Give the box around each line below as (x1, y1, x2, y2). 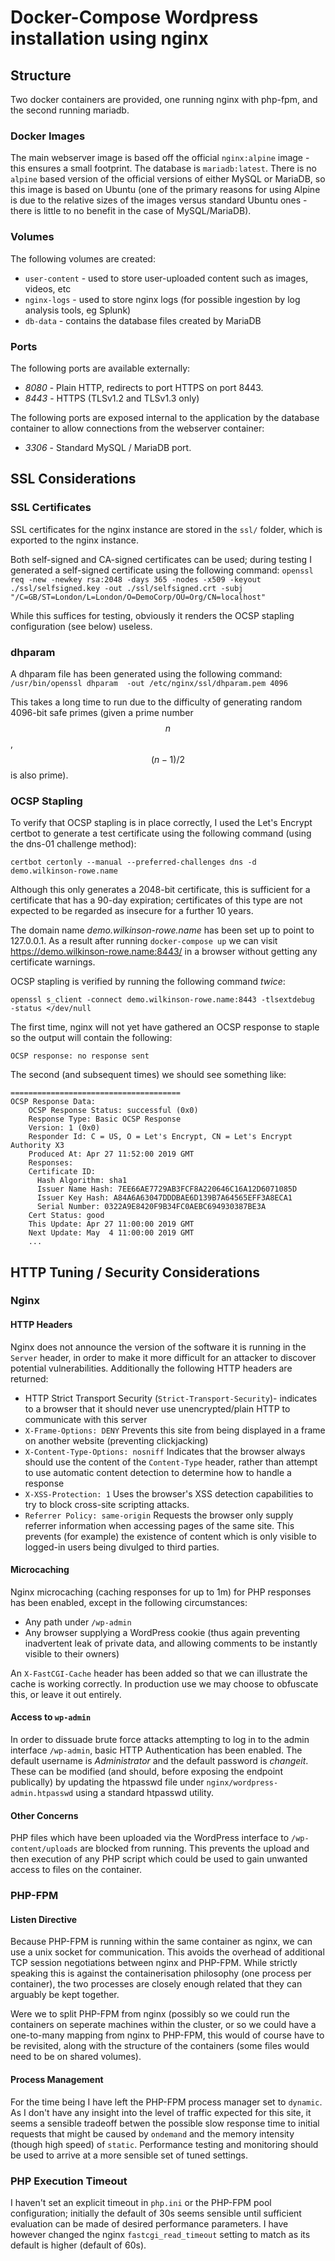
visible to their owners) (24, 1647, 120, 1660)
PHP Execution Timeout (10, 2174, 128, 2188)
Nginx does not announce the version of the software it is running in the (10, 1341, 307, 1353)
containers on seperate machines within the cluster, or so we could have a (10, 2019, 317, 2031)
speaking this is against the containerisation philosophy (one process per (10, 1967, 312, 1980)
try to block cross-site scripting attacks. (24, 1498, 190, 1510)
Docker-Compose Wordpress (10, 6, 259, 29)
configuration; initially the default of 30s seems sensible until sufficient (10, 2207, 302, 2219)
